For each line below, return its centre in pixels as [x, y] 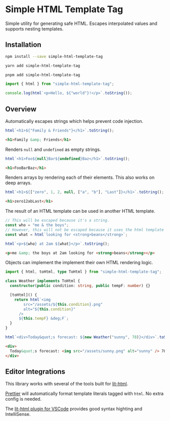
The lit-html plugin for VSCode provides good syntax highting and [74, 409]
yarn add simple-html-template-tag [43, 66]
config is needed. [24, 399]
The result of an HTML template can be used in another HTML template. [80, 211]
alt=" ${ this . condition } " [50, 309]
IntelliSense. [18, 414]
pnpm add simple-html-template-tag [43, 75]
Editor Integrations [35, 371]
